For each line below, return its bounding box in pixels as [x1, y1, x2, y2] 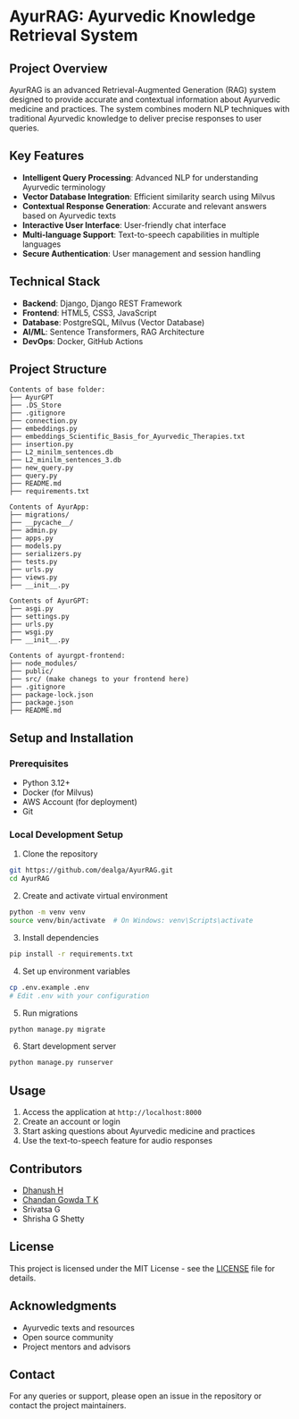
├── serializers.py [9, 550, 82, 559]
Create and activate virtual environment [21, 891, 168, 901]
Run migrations [21, 1008, 79, 1018]
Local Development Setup [9, 829, 123, 841]
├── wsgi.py [9, 628, 54, 637]
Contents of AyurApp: [9, 503, 90, 511]
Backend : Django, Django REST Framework [21, 298, 183, 308]
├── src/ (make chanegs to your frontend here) [9, 675, 190, 684]
